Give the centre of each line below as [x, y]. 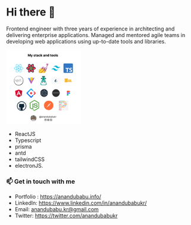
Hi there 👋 [31, 12]
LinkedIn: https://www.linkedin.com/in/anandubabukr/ [81, 203]
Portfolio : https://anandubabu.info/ [58, 197]
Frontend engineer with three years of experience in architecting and [90, 29]
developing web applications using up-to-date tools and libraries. [86, 41]
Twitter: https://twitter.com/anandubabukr [66, 216]
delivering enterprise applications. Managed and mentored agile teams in [96, 35]
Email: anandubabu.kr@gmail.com [57, 209]
